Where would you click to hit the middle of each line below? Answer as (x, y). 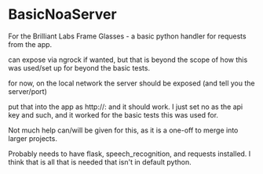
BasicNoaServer (62, 14)
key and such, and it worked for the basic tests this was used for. (113, 114)
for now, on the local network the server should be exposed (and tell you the (131, 83)
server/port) (27, 91)
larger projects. (33, 138)
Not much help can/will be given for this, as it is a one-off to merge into (123, 130)
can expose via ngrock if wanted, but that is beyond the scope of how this (128, 60)
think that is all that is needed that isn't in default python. (100, 161)
